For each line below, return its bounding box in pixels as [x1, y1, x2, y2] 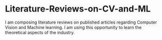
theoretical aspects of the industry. [5, 29, 75, 35]
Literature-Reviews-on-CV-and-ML [5, 3, 151, 14]
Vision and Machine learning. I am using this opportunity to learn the [5, 24, 142, 30]
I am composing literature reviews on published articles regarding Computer [5, 19, 157, 25]
